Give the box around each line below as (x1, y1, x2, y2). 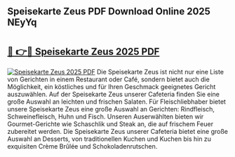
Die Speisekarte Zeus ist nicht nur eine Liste (97, 68, 224, 76)
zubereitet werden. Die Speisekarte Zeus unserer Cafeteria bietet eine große (7, 128, 228, 135)
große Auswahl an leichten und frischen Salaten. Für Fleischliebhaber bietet (7, 97, 227, 106)
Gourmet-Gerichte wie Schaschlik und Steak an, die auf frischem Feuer (7, 120, 214, 128)
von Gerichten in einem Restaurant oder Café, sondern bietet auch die (7, 75, 210, 83)
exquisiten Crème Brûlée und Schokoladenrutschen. (7, 142, 158, 150)
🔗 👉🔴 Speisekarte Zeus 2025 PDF (7, 46, 160, 57)
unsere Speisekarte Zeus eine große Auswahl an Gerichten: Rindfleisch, (7, 105, 215, 113)
